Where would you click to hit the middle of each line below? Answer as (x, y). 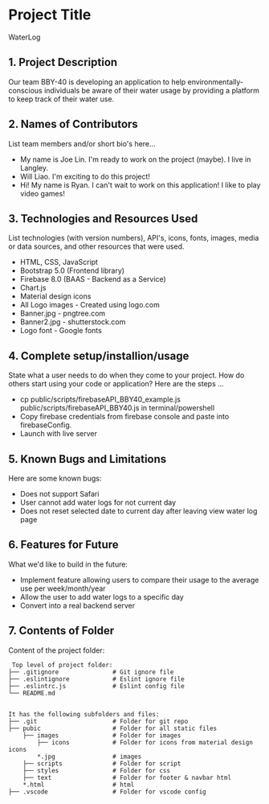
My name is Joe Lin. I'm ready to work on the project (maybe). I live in (135, 159)
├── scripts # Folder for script (102, 763)
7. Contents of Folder (61, 631)
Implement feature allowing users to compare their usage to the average (139, 579)
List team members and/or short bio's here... (82, 143)
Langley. (34, 167)
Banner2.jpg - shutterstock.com (73, 322)
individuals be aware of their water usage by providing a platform (151, 90)
